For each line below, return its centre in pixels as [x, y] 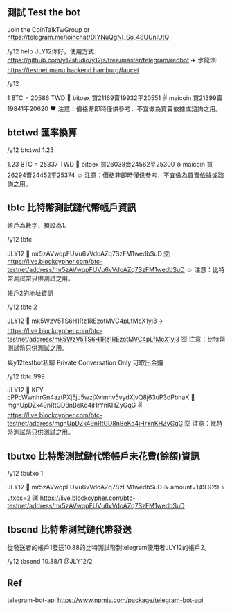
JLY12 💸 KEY [25, 390]
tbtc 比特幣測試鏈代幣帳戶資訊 [72, 208]
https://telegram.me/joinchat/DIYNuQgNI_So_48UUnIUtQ [88, 37]
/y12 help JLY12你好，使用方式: [52, 51]
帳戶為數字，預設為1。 [39, 226]
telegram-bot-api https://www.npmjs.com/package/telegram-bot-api [105, 600]
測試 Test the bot [44, 12]
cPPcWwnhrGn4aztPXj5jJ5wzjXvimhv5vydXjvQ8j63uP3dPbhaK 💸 [101, 397]
